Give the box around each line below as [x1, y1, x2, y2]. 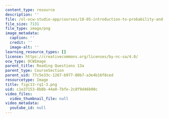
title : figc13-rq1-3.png [5, 82, 57, 87]
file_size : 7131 [5, 21, 39, 27]
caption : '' [10, 36, 35, 41]
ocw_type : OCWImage [5, 59, 46, 64]
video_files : [5, 91, 33, 96]
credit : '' [10, 40, 33, 45]
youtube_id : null [10, 105, 46, 110]
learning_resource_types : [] [5, 49, 66, 54]
